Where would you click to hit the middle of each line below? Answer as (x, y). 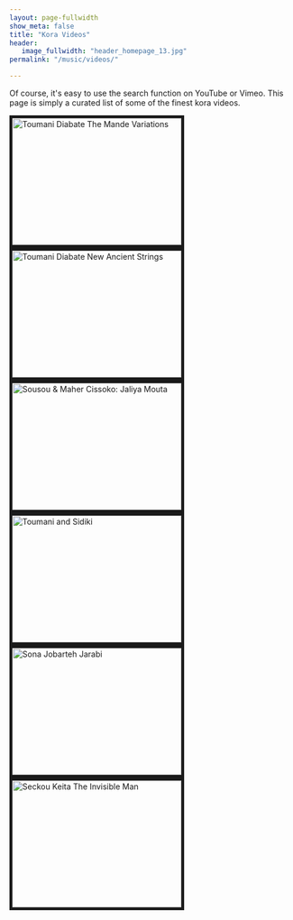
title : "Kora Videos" (50, 34)
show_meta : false (42, 26)
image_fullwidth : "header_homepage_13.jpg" (104, 51)
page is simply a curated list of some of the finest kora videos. (125, 103)
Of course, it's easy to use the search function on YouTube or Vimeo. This (146, 93)
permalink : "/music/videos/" (64, 60)
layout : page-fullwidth (54, 18)
